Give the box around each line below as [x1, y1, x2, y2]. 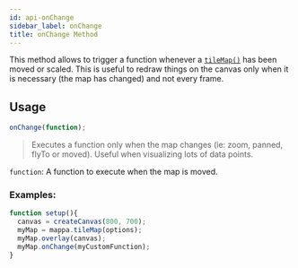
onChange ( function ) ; [9, 123, 87, 133]
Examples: [9, 188, 57, 201]
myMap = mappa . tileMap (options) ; [17, 226, 143, 235]
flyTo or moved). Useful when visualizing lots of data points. [31, 149, 254, 160]
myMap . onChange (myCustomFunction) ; [17, 242, 151, 251]
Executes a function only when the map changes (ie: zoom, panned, [31, 140, 284, 151]
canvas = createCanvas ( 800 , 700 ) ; [17, 217, 146, 227]
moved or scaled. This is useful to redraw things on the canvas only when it [9, 64, 289, 74]
